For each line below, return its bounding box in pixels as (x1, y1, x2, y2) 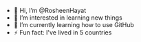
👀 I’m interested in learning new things (13, 14, 122, 22)
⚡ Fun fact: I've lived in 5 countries (13, 28, 112, 37)
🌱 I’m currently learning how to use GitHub (13, 21, 134, 28)
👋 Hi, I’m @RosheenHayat (13, 7, 87, 14)
